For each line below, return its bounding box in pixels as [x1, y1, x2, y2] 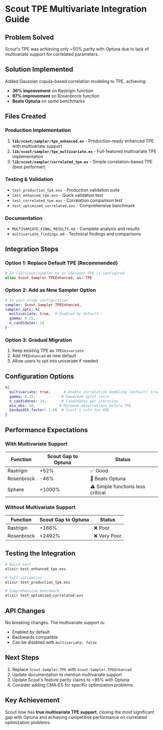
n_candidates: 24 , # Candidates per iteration [9, 399, 118, 403]
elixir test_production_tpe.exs [5, 580, 70, 585]
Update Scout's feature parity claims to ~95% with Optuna [12, 676, 130, 683]
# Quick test [5, 562, 32, 567]
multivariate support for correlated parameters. [5, 51, 99, 57]
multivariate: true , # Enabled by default [9, 311, 98, 316]
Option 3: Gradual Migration [5, 336, 72, 343]
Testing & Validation [5, 176, 53, 183]
